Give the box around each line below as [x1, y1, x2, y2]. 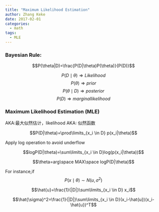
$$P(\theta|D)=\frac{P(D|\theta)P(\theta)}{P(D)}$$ [32, 63, 135, 69]
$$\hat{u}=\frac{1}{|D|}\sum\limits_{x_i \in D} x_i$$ [31, 187, 136, 193]
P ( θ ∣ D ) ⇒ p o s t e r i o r [62, 88, 105, 94]
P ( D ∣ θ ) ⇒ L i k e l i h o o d [61, 73, 106, 79]
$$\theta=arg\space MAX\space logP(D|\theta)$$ [32, 159, 135, 165]
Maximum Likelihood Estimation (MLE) [5, 108, 100, 115]
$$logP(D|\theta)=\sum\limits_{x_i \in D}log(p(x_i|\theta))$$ [23, 149, 144, 155]
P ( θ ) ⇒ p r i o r [71, 80, 96, 86]
